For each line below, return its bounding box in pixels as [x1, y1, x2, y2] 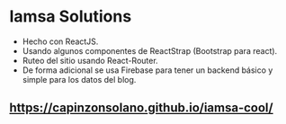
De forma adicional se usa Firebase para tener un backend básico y [22, 65, 273, 75]
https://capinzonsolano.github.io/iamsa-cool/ [9, 101, 273, 116]
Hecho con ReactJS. [22, 36, 99, 47]
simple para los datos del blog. [22, 74, 137, 84]
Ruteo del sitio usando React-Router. [22, 55, 159, 66]
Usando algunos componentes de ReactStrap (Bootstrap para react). [22, 45, 278, 56]
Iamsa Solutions [9, 6, 132, 27]
